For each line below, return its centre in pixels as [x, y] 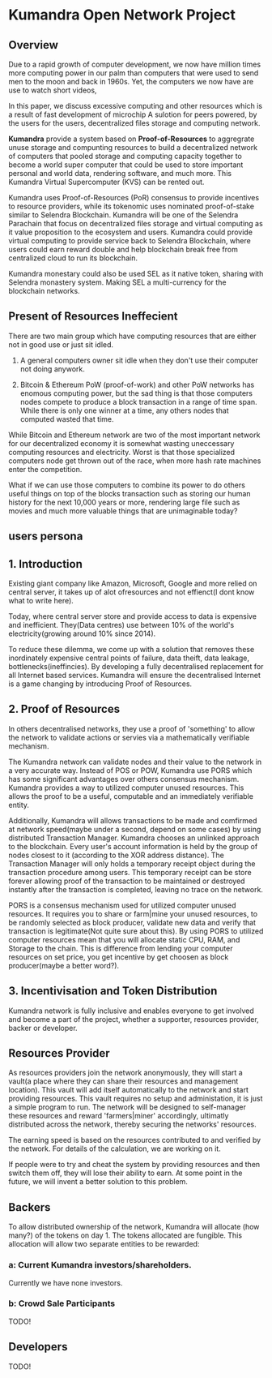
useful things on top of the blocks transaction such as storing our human [130, 493]
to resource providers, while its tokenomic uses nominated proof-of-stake [132, 206]
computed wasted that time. [67, 419]
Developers [38, 1347]
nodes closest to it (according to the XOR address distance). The [116, 855]
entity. [19, 805]
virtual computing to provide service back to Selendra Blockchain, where [130, 240]
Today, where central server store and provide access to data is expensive [133, 616]
